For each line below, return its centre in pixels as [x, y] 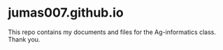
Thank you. [24, 39]
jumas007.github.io [66, 13]
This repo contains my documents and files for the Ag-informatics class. [112, 32]
